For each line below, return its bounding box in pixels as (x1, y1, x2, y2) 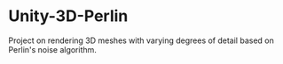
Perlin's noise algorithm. (8, 44, 97, 54)
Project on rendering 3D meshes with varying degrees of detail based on (8, 35, 274, 46)
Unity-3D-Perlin (8, 6, 129, 26)
